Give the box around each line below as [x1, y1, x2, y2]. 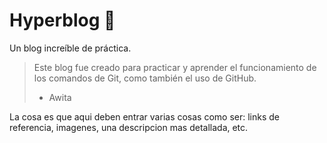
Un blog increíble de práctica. [9, 42, 132, 54]
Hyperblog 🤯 [9, 9, 116, 32]
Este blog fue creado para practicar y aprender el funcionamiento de [33, 61, 317, 73]
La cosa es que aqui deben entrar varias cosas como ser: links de [9, 110, 281, 123]
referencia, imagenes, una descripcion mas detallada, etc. [9, 121, 249, 133]
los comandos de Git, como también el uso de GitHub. [33, 72, 257, 84]
